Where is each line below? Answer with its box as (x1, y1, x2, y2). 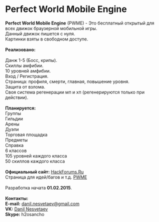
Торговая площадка (5, 131, 47, 137)
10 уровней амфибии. (5, 67, 51, 73)
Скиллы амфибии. (5, 62, 43, 68)
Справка (5, 142, 24, 148)
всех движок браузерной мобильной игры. (5, 25, 97, 31)
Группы (5, 110, 21, 116)
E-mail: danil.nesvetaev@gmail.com (5, 200, 80, 206)
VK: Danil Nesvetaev (5, 206, 48, 212)
